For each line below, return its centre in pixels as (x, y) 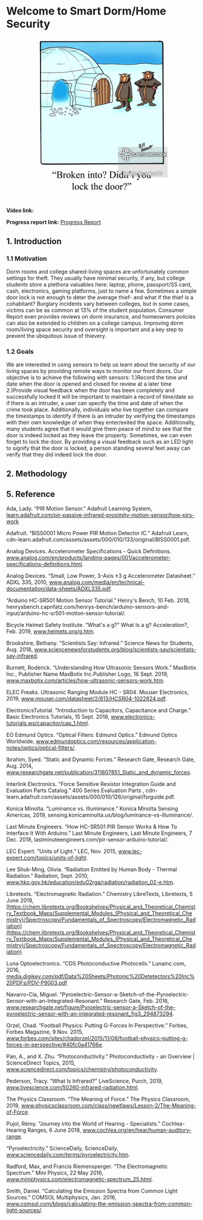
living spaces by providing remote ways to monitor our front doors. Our (95, 371)
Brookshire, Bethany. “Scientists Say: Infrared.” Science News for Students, (100, 643)
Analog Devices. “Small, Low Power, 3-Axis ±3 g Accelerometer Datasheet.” (101, 576)
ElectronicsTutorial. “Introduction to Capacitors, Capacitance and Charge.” (99, 710)
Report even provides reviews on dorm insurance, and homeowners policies (101, 316)
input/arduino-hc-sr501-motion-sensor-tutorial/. (66, 613)
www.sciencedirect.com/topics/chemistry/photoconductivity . (82, 1069)
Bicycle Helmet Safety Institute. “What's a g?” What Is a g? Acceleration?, (98, 625)
